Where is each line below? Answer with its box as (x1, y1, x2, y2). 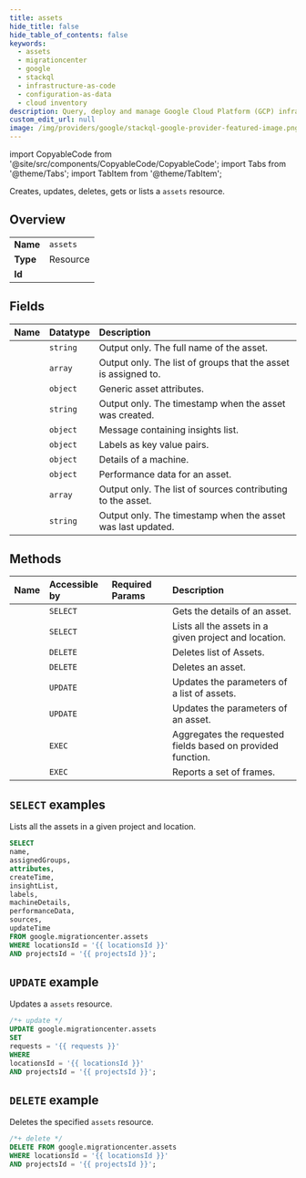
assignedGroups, (9, 856, 71, 865)
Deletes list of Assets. (171, 646, 265, 659)
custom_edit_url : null (9, 115, 96, 124)
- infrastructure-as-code (17, 81, 117, 90)
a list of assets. (171, 687, 237, 700)
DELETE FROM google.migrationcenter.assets (9, 1142, 178, 1152)
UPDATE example (9, 974, 99, 990)
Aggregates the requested (171, 728, 285, 741)
